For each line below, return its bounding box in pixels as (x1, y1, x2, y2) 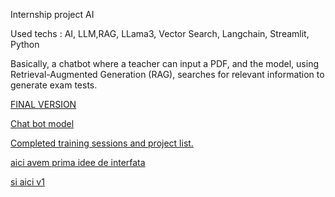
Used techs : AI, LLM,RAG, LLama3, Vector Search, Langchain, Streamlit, (10, 28, 310, 39)
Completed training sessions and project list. (10, 137, 194, 149)
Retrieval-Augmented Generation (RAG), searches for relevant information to (10, 69, 325, 80)
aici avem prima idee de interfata (10, 157, 146, 168)
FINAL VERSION (10, 99, 77, 110)
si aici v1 (10, 176, 45, 188)
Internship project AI (10, 9, 95, 20)
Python (10, 39, 40, 50)
